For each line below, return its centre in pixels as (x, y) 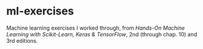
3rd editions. (22, 41)
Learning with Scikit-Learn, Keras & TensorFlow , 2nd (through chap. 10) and (102, 34)
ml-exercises (40, 11)
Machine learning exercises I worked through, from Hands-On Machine (96, 28)
